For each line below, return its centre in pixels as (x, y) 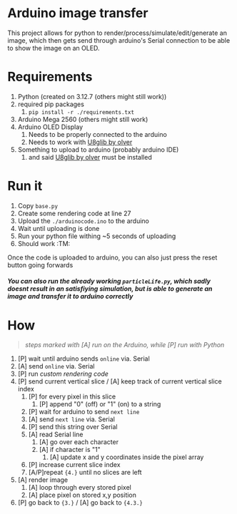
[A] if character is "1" (70, 450)
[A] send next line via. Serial (72, 419)
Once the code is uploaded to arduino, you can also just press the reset (112, 257)
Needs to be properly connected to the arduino (98, 134)
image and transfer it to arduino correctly (70, 297)
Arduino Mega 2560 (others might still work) (83, 119)
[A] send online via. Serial (56, 366)
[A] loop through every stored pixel (80, 488)
